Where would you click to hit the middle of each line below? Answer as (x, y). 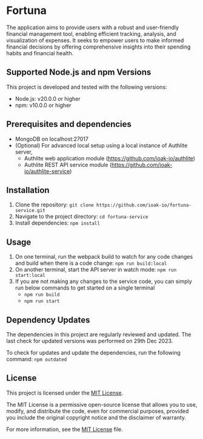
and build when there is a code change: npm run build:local (91, 263)
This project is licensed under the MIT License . (65, 393)
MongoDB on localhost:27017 (52, 139)
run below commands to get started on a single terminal (85, 288)
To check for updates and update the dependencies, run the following (93, 352)
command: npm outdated (37, 359)
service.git (30, 211)
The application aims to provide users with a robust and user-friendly (93, 27)
